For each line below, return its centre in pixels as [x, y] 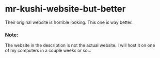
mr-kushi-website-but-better [65, 9]
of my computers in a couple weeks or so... [48, 51]
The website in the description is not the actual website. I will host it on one [80, 45]
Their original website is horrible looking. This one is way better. [69, 22]
